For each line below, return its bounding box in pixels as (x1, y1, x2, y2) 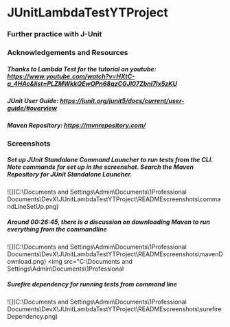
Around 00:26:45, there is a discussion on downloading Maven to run (7, 218, 211, 226)
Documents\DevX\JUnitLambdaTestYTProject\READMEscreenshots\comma (7, 194, 221, 203)
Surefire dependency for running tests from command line (7, 280, 177, 289)
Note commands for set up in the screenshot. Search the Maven (7, 163, 194, 171)
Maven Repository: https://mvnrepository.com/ (7, 122, 146, 130)
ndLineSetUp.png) (7, 202, 59, 210)
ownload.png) (7, 257, 47, 265)
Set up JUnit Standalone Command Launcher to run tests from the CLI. (7, 156, 214, 164)
